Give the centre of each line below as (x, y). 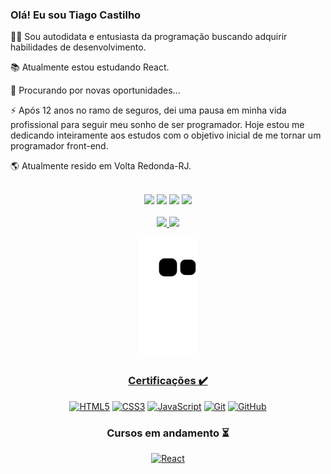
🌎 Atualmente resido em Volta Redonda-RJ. (101, 166)
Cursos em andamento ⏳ (168, 433)
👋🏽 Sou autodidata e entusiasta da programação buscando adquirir (149, 37)
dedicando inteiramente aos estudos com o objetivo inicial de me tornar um (166, 135)
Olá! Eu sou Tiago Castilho (76, 15)
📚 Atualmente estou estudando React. (90, 67)
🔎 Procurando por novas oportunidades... (95, 90)
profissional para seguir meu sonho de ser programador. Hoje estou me (157, 125)
